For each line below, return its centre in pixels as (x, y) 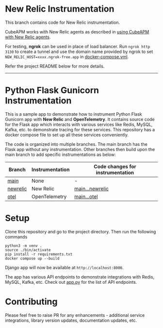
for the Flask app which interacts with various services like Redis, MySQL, (79, 124)
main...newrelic (92, 189)
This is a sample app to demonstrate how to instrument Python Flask (73, 114)
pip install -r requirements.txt (39, 254)
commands (16, 237)
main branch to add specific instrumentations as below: (60, 155)
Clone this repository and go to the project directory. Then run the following (81, 231)
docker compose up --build (32, 259)
